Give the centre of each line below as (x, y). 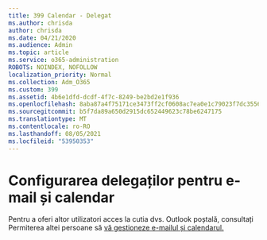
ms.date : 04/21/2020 (43, 38)
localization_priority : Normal (60, 75)
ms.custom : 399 (33, 89)
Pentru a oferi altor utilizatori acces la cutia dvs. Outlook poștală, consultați (131, 219)
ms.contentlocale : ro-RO (49, 126)
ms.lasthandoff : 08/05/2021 (55, 134)
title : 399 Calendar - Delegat (60, 15)
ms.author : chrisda (41, 23)
